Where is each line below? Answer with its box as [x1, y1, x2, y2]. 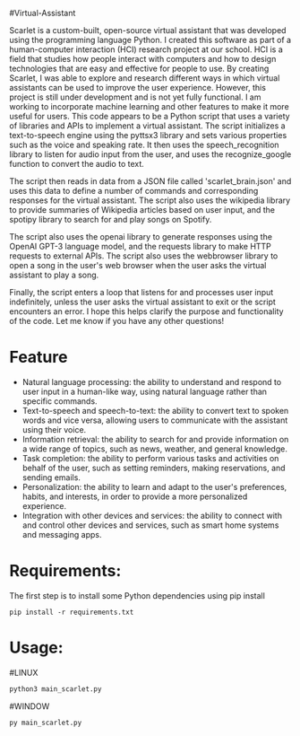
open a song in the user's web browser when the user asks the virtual [9, 260, 267, 270]
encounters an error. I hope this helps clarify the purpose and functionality [9, 306, 284, 317]
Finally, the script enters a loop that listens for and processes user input [9, 287, 274, 297]
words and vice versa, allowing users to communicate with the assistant [21, 415, 288, 425]
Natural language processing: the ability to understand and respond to [21, 376, 282, 387]
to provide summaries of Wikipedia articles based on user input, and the [9, 205, 276, 215]
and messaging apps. [21, 529, 102, 539]
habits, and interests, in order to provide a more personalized [21, 491, 248, 502]
